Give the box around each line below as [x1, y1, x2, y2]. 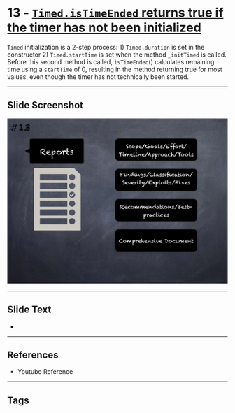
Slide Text [7, 304, 52, 316]
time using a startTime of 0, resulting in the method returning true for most [7, 65, 222, 73]
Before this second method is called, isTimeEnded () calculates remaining [7, 57, 215, 66]
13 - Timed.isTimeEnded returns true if [7, 5, 224, 21]
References [7, 349, 59, 361]
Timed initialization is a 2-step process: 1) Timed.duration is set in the [7, 43, 205, 51]
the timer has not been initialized [7, 20, 201, 36]
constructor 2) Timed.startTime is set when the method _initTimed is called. [7, 50, 227, 59]
